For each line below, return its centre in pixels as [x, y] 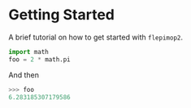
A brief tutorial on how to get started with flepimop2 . [96, 37]
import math [28, 52]
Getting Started [62, 15]
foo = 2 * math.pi [39, 59]
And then [24, 75]
